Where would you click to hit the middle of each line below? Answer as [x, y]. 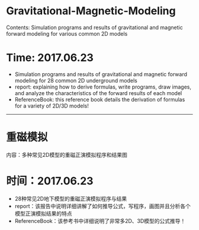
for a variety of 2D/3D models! [52, 106]
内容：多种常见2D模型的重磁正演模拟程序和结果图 [67, 155]
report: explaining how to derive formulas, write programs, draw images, [103, 87]
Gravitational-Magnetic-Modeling [91, 11]
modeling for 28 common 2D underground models [76, 80]
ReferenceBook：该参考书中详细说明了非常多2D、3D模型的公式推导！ [100, 220]
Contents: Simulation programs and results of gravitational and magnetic [94, 27]
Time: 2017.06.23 [50, 58]
